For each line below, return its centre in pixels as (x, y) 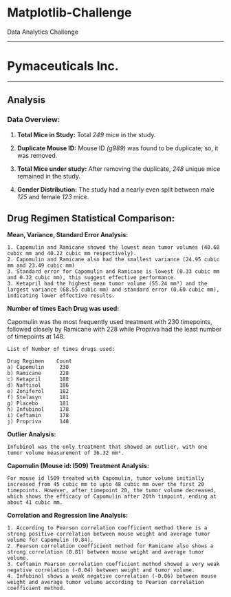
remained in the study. (49, 176)
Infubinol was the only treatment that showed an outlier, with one (107, 447)
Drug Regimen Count (40, 361)
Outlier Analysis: (32, 434)
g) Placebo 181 (38, 404)
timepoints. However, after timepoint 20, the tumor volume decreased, (112, 491)
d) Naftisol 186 (38, 385)
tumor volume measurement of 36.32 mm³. (66, 453)
